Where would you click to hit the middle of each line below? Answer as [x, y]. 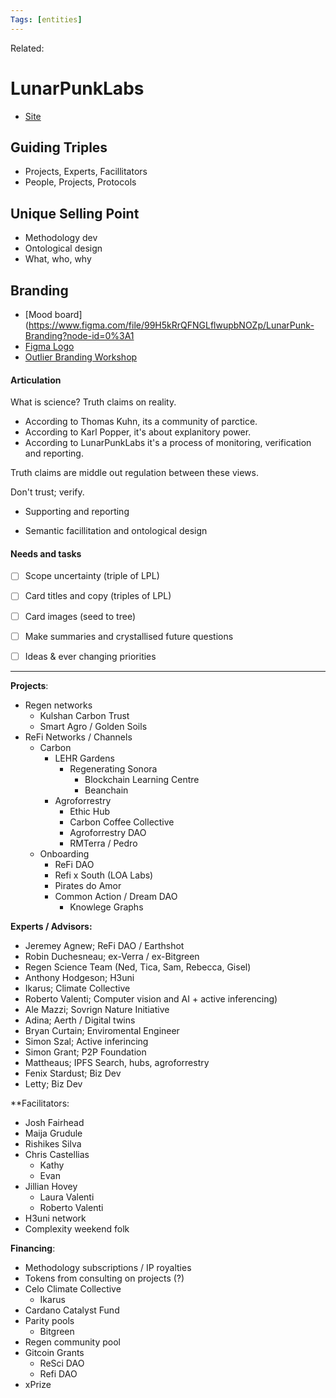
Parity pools [49, 1320]
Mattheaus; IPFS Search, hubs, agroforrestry [117, 1062]
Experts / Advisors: [51, 926]
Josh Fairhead [54, 1122]
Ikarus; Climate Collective [77, 988]
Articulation [36, 380]
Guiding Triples [59, 147]
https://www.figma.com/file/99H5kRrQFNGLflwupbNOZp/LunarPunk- [171, 325]
